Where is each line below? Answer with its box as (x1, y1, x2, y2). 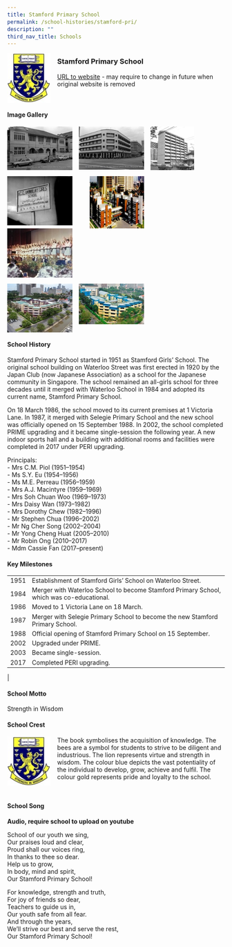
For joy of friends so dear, (7, 895, 81, 903)
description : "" (7, 26, 54, 32)
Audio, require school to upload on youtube (7, 817, 135, 825)
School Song (7, 802, 45, 810)
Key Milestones (7, 559, 53, 568)
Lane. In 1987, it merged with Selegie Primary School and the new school (7, 413, 214, 421)
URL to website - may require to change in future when (57, 73, 213, 81)
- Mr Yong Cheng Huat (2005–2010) (7, 529, 109, 537)
